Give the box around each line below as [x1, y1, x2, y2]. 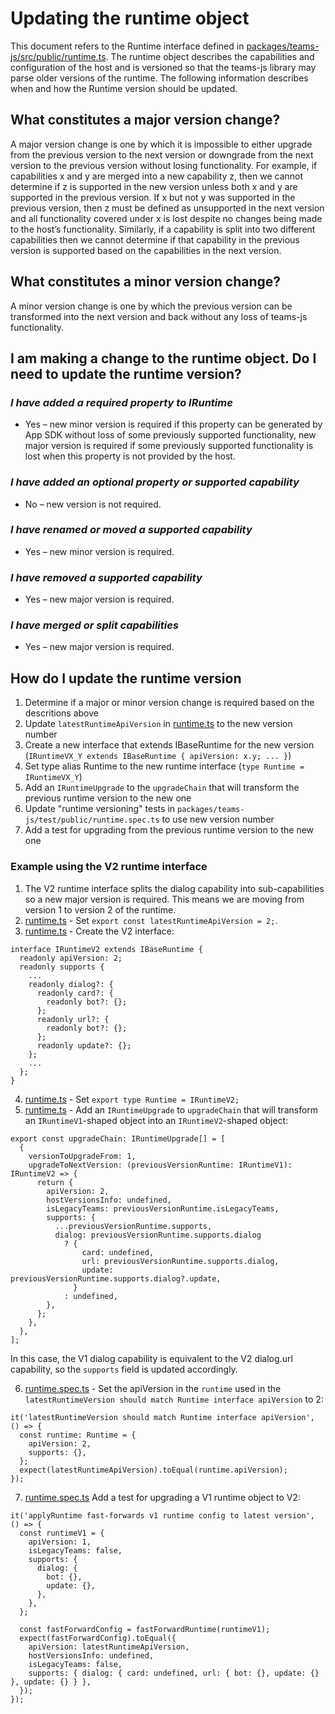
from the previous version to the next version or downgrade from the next [10, 148, 314, 161]
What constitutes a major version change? [10, 112, 281, 129]
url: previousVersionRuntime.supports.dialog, [81, 1256, 280, 1266]
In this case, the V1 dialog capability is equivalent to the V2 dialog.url [10, 1352, 293, 1364]
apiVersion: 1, [28, 1537, 92, 1547]
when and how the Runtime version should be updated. [10, 82, 238, 94]
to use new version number [161, 813, 275, 826]
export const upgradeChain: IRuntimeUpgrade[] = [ [10, 1133, 226, 1144]
